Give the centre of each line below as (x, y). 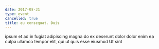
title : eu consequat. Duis (32, 23)
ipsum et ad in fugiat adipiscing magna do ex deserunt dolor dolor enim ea (79, 37)
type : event (17, 14)
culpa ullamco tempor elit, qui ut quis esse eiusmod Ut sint (64, 42)
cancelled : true (21, 18)
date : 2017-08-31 (23, 9)
